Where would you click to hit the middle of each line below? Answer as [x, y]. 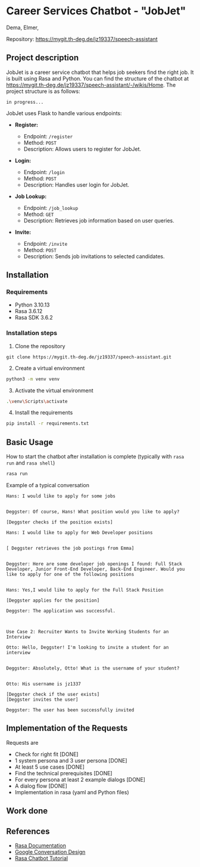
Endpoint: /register [48, 136]
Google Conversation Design [50, 852]
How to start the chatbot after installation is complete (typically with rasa [95, 457]
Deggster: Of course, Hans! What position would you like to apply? [93, 512]
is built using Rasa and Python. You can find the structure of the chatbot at [98, 78]
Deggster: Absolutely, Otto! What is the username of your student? [93, 668]
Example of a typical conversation [48, 485]
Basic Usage [30, 442]
